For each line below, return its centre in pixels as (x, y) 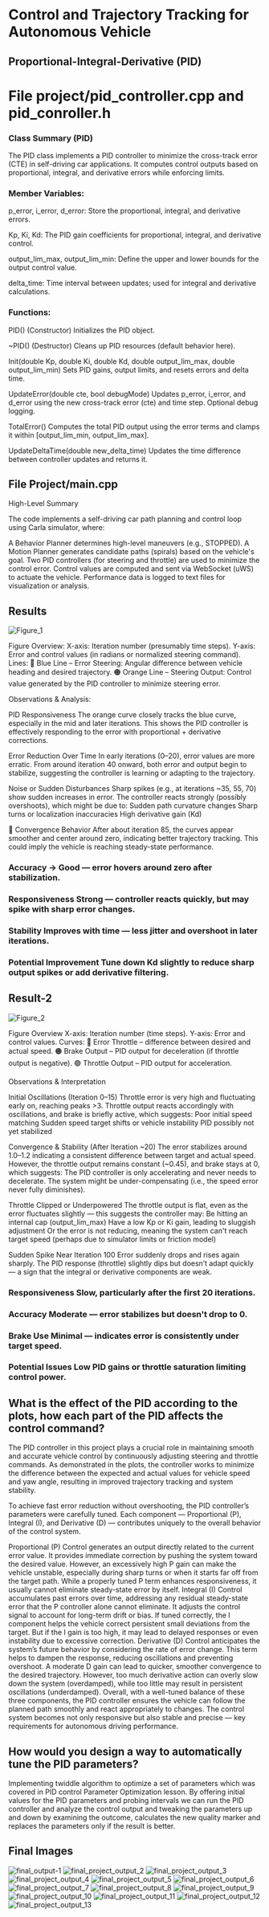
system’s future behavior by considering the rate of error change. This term (133, 1650)
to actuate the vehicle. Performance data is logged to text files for (117, 577)
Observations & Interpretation (57, 1081)
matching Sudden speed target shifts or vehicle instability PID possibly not (131, 1123)
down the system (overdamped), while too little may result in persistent (126, 1683)
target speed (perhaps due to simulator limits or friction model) (112, 1239)
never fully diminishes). (47, 1189)
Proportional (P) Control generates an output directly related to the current (131, 1547)
